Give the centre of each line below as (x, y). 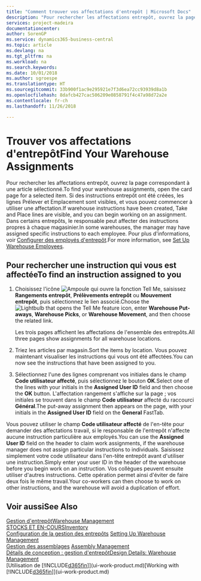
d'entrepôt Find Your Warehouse (88, 154)
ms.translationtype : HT (36, 84)
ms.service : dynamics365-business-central (60, 39)
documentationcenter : (33, 28)
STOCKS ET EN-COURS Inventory (47, 527)
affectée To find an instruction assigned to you (94, 275)
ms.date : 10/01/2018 (32, 73)
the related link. (34, 321)
